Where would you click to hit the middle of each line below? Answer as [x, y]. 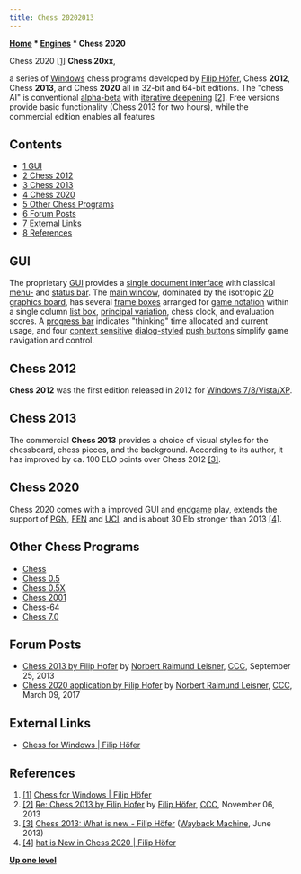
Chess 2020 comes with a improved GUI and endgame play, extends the [143, 509]
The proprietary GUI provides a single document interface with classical [142, 283]
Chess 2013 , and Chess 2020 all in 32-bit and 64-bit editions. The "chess [146, 87]
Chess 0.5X [44, 588]
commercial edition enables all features [82, 116]
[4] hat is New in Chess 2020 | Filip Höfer [99, 843]
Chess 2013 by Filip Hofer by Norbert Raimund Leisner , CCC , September [156, 666]
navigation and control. [52, 340]
